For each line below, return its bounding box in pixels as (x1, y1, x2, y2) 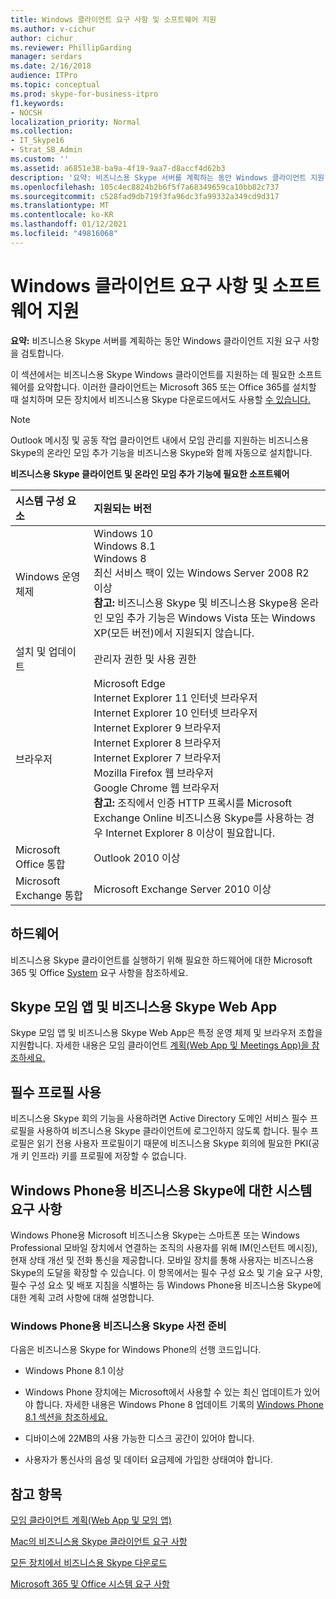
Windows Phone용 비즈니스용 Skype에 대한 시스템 (10, 1182, 313, 1199)
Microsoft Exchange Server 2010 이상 (93, 882, 272, 896)
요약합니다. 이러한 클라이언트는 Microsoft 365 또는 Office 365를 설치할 (36, 381, 317, 393)
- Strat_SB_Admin (10, 145, 83, 155)
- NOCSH (10, 107, 43, 118)
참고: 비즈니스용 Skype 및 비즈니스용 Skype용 (93, 596, 298, 610)
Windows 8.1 (93, 539, 157, 553)
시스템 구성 (15, 494, 65, 508)
